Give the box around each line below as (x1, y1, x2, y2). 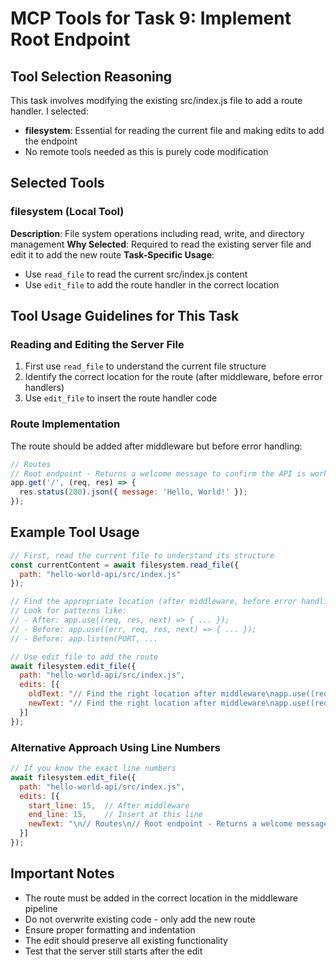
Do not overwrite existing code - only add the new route (24, 913, 256, 925)
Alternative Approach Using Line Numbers (10, 740, 221, 754)
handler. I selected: (10, 105, 89, 117)
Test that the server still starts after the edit (24, 945, 203, 957)
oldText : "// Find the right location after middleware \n (28, 689, 275, 699)
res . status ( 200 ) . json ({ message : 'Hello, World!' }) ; (19, 487, 248, 497)
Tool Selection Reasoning (10, 68, 173, 85)
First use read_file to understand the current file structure (24, 360, 267, 372)
